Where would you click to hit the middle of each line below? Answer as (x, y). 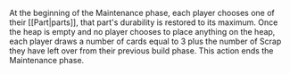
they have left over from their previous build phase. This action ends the (141, 51)
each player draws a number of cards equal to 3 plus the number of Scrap (145, 41)
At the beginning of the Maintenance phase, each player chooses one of (142, 13)
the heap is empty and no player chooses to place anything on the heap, (142, 32)
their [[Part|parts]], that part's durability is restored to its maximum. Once (144, 22)
